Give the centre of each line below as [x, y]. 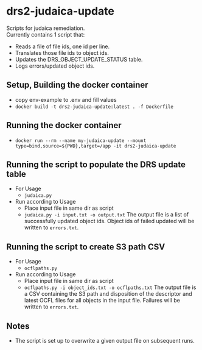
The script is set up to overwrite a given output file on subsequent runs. [105, 341]
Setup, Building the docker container [77, 85]
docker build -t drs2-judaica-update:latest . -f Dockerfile [94, 107]
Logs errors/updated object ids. [55, 66]
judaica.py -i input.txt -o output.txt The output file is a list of [106, 215]
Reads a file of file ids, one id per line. [62, 46]
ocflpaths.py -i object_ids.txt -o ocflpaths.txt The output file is [110, 287]
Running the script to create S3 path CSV [86, 247]
